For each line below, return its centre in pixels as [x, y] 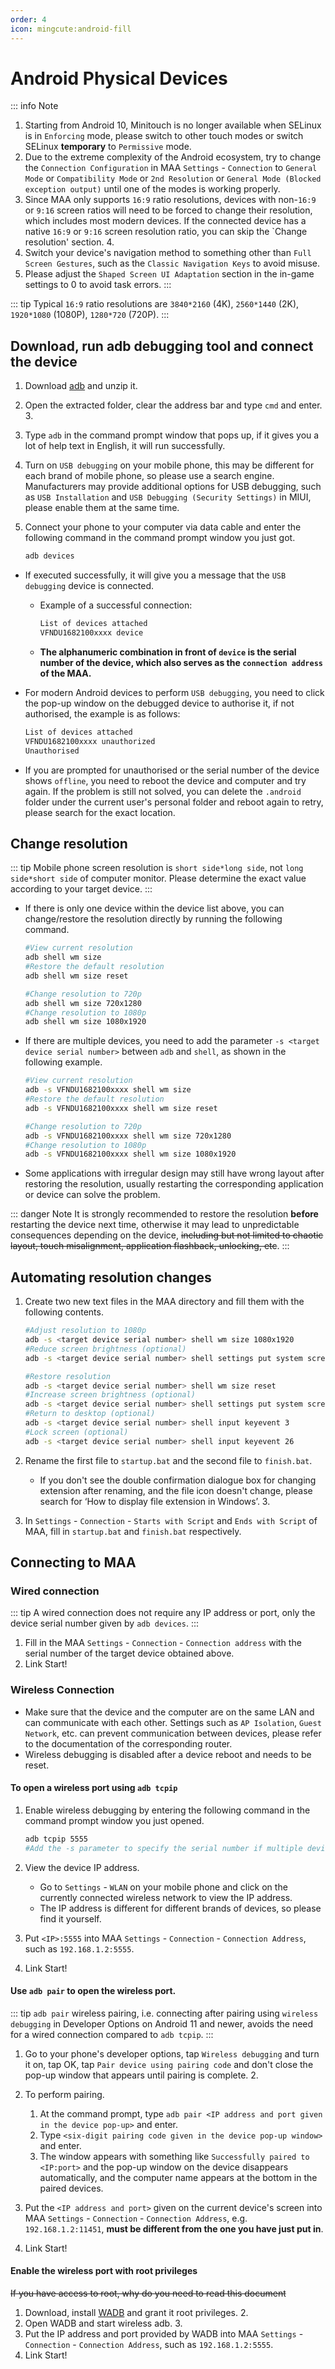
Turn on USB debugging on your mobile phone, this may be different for [169, 465]
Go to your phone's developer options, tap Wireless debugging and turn [172, 2053]
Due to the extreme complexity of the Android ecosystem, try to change [173, 157]
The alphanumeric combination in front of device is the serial [168, 652]
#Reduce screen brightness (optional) [105, 1349]
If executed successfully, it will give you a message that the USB [155, 575]
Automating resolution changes [111, 1277]
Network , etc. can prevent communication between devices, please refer [173, 1733]
